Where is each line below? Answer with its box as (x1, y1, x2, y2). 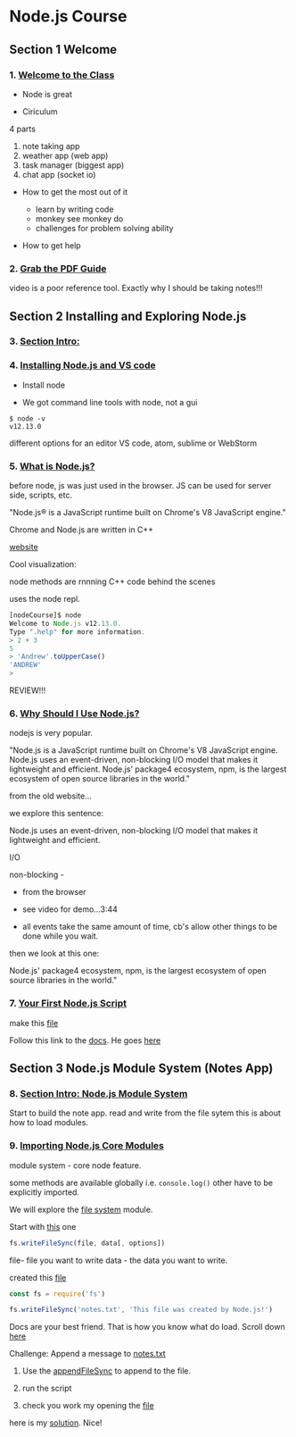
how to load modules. (9, 1117, 89, 1128)
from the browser (21, 887, 86, 898)
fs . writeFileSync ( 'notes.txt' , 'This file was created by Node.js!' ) (9, 1306, 274, 1315)
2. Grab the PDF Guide (9, 262, 107, 274)
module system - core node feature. (9, 1159, 142, 1171)
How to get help (21, 239, 82, 251)
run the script (21, 1383, 72, 1394)
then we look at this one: (9, 948, 100, 959)
